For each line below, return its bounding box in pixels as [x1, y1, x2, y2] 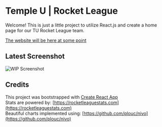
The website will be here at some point [5, 37, 87, 43]
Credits [5, 81, 30, 89]
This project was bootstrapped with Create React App [5, 94, 118, 100]
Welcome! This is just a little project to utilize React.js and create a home [5, 22, 157, 28]
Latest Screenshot [5, 52, 65, 61]
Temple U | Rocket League [5, 5, 118, 17]
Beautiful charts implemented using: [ [5, 110, 84, 116]
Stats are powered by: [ [5, 99, 55, 106]
